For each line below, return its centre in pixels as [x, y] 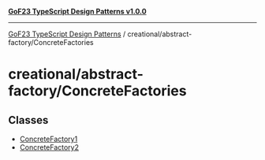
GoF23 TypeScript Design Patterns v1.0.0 [78, 11]
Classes [28, 120]
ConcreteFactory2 [49, 147]
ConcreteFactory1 [49, 139]
